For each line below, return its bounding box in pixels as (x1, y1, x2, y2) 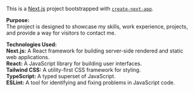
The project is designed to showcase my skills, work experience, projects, (6, 23, 188, 30)
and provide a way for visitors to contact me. (6, 29, 116, 36)
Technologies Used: (6, 41, 57, 48)
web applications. (6, 54, 50, 60)
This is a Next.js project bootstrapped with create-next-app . (6, 5, 154, 12)
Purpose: (6, 17, 30, 23)
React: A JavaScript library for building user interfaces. (6, 60, 142, 67)
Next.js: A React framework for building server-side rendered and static (6, 47, 183, 54)
